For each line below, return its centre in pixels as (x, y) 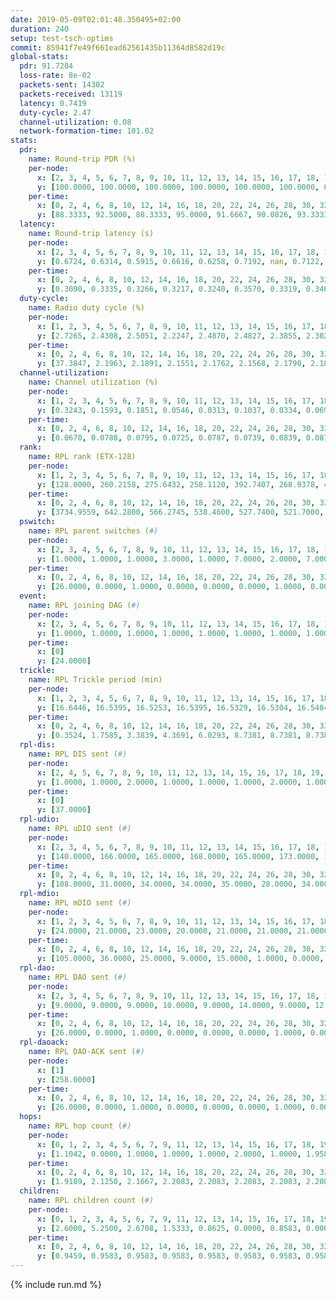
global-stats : (40, 57)
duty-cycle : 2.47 (55, 112)
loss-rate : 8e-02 (55, 76)
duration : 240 (40, 29)
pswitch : (37, 522)
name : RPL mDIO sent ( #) (80, 903)
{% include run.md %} (56, 1284)
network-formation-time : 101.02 (87, 131)
